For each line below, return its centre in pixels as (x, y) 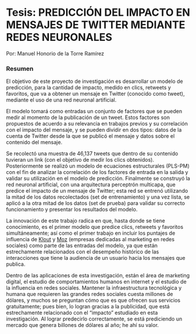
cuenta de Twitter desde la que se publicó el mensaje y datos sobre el (90, 136)
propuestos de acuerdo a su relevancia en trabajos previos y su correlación (97, 124)
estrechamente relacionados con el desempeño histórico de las (82, 252)
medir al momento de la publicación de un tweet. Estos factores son (88, 117)
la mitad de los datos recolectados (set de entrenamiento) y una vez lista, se (98, 197)
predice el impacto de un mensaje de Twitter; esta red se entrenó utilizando (97, 191)
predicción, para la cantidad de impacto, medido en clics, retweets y (89, 88)
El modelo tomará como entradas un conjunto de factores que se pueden (94, 112)
